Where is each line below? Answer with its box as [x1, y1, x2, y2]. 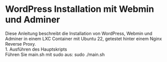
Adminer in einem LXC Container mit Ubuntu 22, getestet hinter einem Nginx [5, 36, 162, 42]
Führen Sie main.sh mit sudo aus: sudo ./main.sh [5, 51, 105, 58]
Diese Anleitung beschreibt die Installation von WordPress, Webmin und [5, 30, 153, 36]
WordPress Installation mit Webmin [5, 3, 155, 15]
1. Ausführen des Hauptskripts [5, 46, 67, 52]
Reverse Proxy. [5, 41, 36, 47]
